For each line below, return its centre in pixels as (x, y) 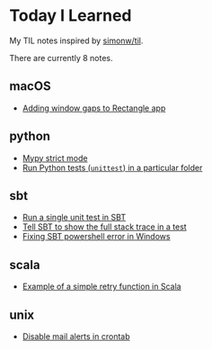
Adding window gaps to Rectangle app (94, 108)
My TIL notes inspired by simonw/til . (76, 40)
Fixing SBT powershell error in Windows (96, 237)
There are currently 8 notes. (61, 58)
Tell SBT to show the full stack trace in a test (104, 227)
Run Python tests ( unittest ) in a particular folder (112, 167)
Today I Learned (71, 16)
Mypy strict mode (55, 157)
